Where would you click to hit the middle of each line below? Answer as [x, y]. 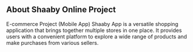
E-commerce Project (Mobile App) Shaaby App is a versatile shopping [92, 24]
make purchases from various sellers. [52, 43]
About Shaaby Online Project [61, 10]
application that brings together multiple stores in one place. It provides [94, 30]
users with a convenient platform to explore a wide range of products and [96, 36]
